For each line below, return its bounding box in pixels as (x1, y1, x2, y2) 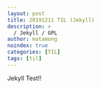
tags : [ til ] (7, 55, 42, 62)
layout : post (7, 10, 45, 17)
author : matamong (7, 36, 58, 43)
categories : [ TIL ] (7, 49, 61, 56)
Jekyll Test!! (7, 74, 42, 82)
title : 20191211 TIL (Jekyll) (7, 17, 95, 23)
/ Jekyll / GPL (13, 29, 58, 37)
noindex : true (7, 42, 49, 49)
